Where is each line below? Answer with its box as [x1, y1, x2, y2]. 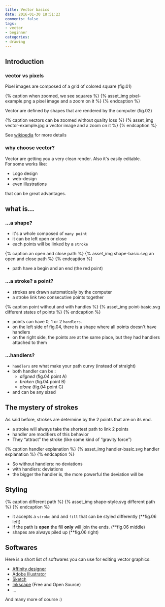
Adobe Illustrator [12, 571, 47, 577]
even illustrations [12, 181, 47, 187]
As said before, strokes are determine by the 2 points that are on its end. [5, 416, 152, 422]
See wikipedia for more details [5, 132, 67, 138]
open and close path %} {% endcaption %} [5, 256, 93, 262]
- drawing [5, 39, 26, 44]
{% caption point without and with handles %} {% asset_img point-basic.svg [5, 303, 161, 309]
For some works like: [5, 161, 47, 167]
